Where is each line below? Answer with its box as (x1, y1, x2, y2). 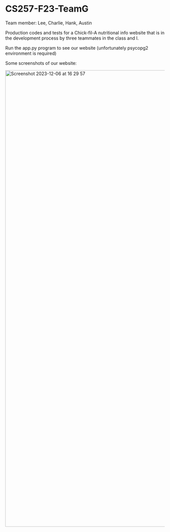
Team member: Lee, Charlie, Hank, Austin (5, 20, 92, 26)
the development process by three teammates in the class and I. (5, 35, 139, 41)
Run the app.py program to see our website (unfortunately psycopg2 (5, 45, 148, 51)
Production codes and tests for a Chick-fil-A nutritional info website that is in (5, 29, 165, 36)
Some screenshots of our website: (5, 60, 77, 66)
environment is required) (5, 50, 57, 56)
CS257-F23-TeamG (5, 3, 89, 15)
